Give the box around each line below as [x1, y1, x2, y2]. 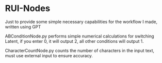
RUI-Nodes [5, 3, 50, 14]
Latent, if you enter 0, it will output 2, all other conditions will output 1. [5, 38, 144, 44]
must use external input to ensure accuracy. [5, 52, 93, 58]
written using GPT [5, 24, 41, 29]
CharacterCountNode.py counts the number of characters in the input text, [5, 48, 154, 53]
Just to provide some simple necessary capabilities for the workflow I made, [5, 19, 158, 25]
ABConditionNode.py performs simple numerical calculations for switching [5, 33, 154, 39]
